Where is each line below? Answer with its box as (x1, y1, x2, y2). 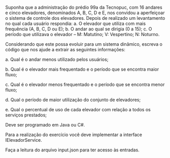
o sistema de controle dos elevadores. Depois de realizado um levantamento (5, 15, 165, 21)
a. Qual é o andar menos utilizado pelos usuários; (5, 56, 109, 62)
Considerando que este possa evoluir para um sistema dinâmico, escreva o (5, 41, 162, 47)
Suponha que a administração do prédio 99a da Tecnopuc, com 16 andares (5, 5, 162, 10)
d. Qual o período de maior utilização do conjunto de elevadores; (5, 97, 141, 103)
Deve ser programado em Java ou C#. (5, 122, 85, 128)
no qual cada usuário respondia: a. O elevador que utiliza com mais (5, 20, 146, 26)
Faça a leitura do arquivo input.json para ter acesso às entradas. (5, 147, 140, 153)
